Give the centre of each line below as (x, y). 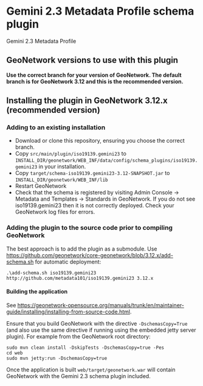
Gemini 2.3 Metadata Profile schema (100, 11)
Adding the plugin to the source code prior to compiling (90, 228)
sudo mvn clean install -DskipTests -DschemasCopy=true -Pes (85, 348)
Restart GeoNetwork (41, 186)
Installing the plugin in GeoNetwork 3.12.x (87, 101)
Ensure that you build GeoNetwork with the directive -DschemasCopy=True (97, 323)
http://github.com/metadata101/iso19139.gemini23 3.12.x (80, 278)
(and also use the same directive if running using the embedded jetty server (101, 330)
